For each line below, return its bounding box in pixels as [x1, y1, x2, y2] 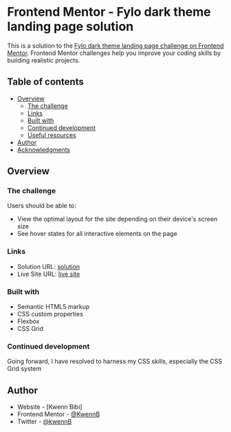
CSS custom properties [16, 310, 84, 318]
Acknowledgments [16, 145, 71, 153]
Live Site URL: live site [16, 270, 80, 278]
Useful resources [27, 131, 77, 139]
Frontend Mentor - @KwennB [16, 410, 100, 418]
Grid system [7, 365, 42, 373]
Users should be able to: [7, 202, 77, 210]
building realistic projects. [7, 56, 80, 64]
